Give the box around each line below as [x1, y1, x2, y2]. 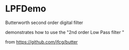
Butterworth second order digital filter [5, 19, 83, 25]
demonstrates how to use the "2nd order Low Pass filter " [5, 29, 124, 35]
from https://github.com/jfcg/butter [5, 38, 78, 45]
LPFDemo [5, 3, 47, 14]
